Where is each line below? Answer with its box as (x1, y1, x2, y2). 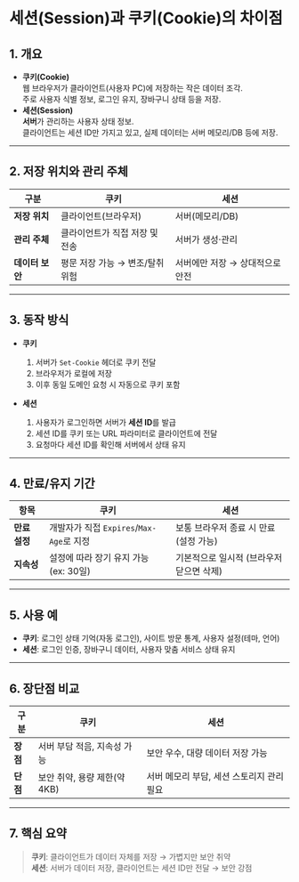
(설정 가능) (174, 535, 218, 547)
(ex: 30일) (48, 565, 91, 578)
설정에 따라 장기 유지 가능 (48, 552, 149, 564)
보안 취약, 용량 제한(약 (37, 772, 125, 784)
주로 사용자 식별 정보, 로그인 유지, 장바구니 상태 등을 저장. (21, 94, 222, 104)
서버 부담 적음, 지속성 (37, 740, 122, 753)
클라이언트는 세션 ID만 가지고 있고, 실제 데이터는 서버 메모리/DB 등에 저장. (21, 127, 279, 138)
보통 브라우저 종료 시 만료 (174, 522, 276, 534)
